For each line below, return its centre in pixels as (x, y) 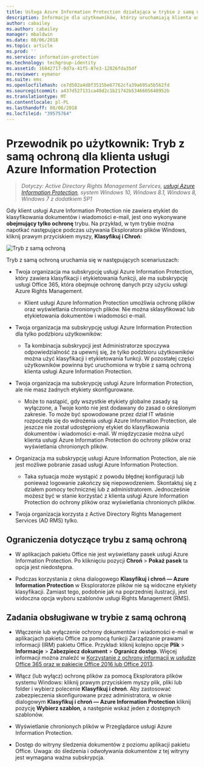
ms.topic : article (29, 46)
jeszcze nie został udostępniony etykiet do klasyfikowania (97, 427)
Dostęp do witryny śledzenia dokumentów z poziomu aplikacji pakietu (102, 745)
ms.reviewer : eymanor (34, 74)
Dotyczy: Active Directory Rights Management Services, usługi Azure (108, 186)
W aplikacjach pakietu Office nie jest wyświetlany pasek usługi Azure (101, 554)
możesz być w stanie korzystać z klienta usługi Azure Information (106, 496)
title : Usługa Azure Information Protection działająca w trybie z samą (100, 12)
